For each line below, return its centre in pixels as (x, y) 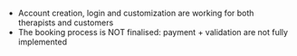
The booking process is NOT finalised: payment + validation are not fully (153, 32)
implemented (43, 42)
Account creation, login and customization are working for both (136, 13)
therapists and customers (66, 23)
